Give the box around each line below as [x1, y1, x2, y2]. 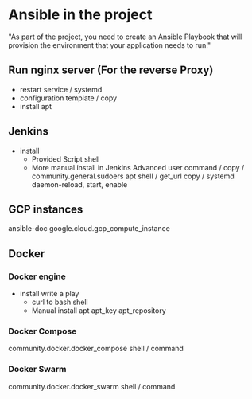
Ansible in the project [8, 6, 153, 24]
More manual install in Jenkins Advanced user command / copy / [31, 162, 245, 172]
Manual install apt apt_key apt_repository [31, 306, 167, 315]
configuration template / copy [19, 93, 118, 103]
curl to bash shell [31, 297, 89, 307]
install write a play [19, 289, 79, 299]
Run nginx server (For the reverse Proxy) [8, 64, 214, 77]
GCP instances [8, 202, 83, 216]
